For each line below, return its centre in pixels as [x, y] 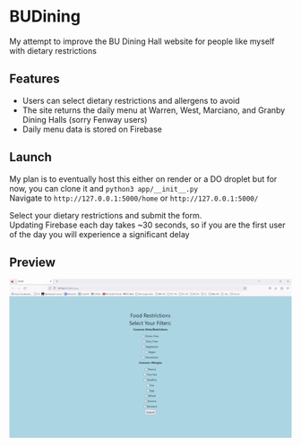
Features [34, 79]
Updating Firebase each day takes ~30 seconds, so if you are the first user [147, 225]
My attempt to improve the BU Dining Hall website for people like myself [142, 41]
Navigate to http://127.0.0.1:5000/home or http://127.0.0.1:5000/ [134, 198]
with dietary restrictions [53, 50]
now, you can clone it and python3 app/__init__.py [104, 188]
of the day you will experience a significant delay [99, 234]
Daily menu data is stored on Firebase [92, 129]
